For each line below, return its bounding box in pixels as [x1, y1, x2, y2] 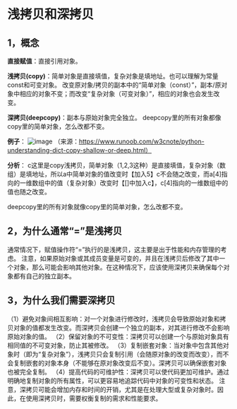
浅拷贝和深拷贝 [7, 6, 95, 23]
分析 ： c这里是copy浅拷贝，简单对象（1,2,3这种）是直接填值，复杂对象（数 [7, 161, 226, 170]
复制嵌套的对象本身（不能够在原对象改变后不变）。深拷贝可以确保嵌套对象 [13, 358, 227, 367]
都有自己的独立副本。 [13, 271, 75, 280]
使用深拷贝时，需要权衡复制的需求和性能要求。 [25, 393, 162, 403]
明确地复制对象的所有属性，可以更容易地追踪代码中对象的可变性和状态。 [7, 376, 217, 385]
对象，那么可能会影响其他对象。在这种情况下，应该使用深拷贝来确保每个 [13, 263, 224, 271]
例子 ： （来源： [7, 137, 80, 146]
